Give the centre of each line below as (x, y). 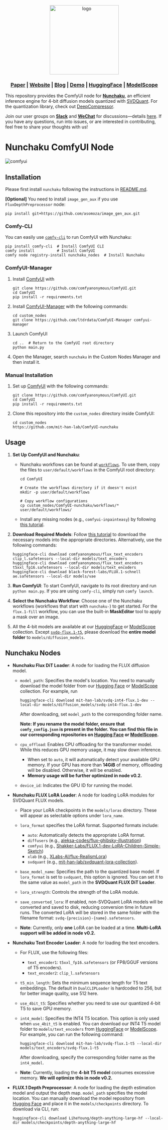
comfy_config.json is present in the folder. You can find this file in (89, 729)
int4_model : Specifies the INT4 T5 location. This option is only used (90, 1018)
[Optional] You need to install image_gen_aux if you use (62, 199)
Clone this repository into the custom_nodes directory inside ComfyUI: (83, 413)
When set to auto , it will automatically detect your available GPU (93, 759)
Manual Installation (29, 375)
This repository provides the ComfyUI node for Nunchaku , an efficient (78, 96)
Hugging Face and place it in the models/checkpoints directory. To (80, 1103)
